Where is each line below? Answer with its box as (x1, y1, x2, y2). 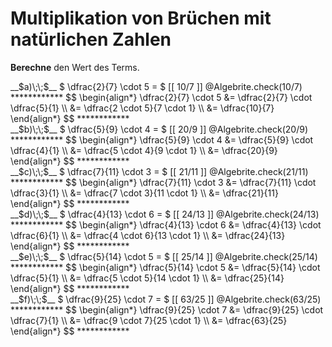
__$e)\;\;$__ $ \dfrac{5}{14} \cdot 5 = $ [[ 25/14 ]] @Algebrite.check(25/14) (10, 250, 318, 262)
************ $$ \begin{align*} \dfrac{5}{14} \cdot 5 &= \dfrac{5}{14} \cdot (10, 261, 321, 273)
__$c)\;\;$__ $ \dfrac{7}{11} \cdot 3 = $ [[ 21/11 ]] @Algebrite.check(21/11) (10, 165, 309, 177)
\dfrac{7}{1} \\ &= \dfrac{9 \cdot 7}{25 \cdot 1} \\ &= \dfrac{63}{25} (10, 314, 288, 326)
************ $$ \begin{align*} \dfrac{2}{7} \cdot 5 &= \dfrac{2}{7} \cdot (10, 91, 313, 103)
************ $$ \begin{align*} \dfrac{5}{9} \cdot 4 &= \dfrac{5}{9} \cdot (10, 133, 314, 146)
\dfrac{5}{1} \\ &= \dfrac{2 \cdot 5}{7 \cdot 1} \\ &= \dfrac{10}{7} (10, 102, 275, 114)
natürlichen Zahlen (10, 28, 172, 51)
